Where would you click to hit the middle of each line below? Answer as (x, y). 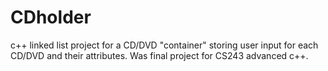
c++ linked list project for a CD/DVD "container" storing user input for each (164, 45)
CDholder (51, 17)
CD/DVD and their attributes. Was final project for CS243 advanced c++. (159, 55)
